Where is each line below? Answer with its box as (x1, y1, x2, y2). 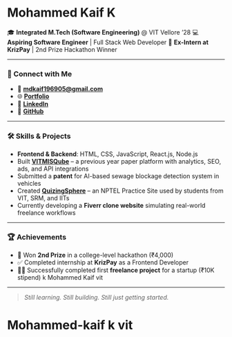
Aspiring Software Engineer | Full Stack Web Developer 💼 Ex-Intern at (7, 38, 209, 46)
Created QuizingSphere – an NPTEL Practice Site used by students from (17, 186, 224, 195)
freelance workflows (17, 209, 76, 217)
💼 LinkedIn (17, 100, 48, 108)
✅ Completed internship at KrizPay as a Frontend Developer (17, 258, 188, 267)
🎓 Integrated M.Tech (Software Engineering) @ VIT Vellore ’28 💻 (7, 28, 199, 36)
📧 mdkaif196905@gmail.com (17, 85, 104, 93)
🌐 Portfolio (17, 92, 50, 101)
